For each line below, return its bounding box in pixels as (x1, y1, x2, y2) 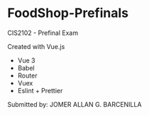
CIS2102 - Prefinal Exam (7, 28, 79, 37)
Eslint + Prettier (17, 86, 63, 95)
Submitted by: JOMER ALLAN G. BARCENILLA (7, 100, 142, 108)
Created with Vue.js (7, 42, 65, 51)
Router (17, 71, 38, 80)
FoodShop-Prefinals (7, 5, 129, 21)
